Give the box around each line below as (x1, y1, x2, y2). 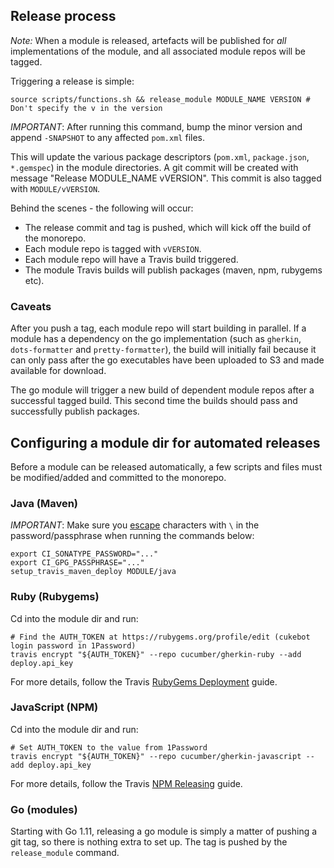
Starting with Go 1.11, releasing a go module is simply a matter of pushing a (10, 825, 318, 838)
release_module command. (10, 847, 120, 859)
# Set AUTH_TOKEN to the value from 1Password (10, 742, 208, 753)
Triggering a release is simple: (10, 75, 135, 87)
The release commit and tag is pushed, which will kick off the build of (24, 221, 312, 233)
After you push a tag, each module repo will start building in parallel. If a (10, 322, 307, 334)
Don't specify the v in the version (10, 103, 163, 113)
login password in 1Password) (10, 640, 137, 651)
